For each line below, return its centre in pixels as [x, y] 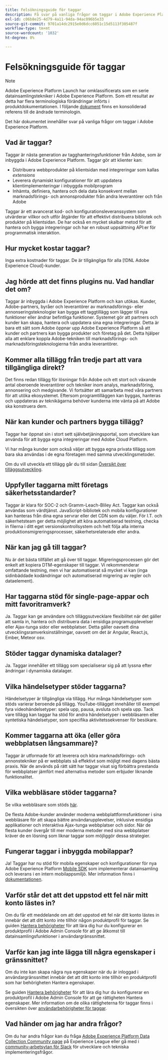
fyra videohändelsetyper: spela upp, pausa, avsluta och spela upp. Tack [79, 709]
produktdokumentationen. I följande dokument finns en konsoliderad [76, 106]
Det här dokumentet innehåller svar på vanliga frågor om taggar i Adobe [79, 121]
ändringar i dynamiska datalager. [39, 671]
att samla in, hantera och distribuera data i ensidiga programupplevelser [79, 622]
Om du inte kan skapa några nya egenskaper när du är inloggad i [72, 972]
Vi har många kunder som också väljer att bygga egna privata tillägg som [80, 449]
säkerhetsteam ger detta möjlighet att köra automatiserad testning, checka [82, 521]
